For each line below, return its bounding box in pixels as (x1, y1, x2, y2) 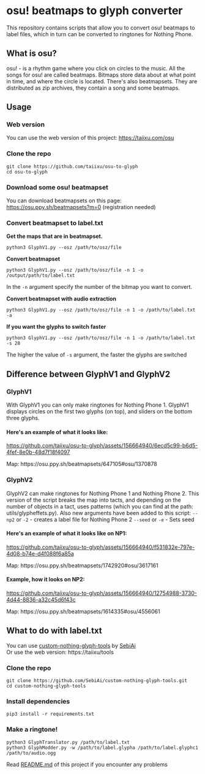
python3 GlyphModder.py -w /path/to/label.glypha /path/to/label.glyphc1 (6, 745, 199, 751)
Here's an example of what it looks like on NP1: (6, 530, 127, 537)
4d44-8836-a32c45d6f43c (6, 596, 76, 603)
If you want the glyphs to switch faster (6, 323, 106, 331)
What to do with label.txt (6, 626, 102, 636)
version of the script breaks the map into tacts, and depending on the (6, 496, 182, 504)
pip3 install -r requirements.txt (6, 711, 95, 718)
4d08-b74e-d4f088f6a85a (6, 550, 75, 557)
